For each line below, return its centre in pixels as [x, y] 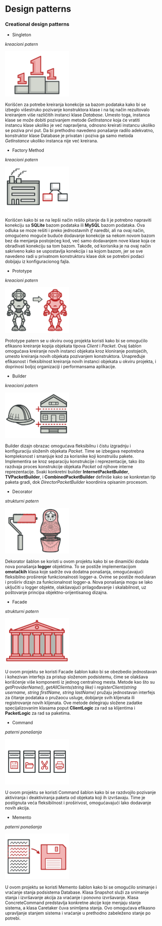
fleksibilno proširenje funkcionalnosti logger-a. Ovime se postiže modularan [81, 577]
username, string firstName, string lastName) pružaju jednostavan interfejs [80, 692]
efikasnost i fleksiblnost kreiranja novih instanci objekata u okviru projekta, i [81, 361]
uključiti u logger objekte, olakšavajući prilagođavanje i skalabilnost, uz [76, 587]
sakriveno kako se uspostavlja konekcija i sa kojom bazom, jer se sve [74, 251]
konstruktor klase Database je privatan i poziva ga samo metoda [69, 136]
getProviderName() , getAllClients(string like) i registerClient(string [71, 687]
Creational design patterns [37, 24]
